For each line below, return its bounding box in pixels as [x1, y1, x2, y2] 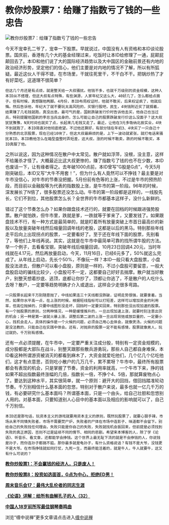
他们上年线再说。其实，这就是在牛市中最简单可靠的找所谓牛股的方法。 [18, 238, 164, 244]
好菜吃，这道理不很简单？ [9, 77, 63, 83]
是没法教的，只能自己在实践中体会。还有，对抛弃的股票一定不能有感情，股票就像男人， [5, 325, 159, 330]
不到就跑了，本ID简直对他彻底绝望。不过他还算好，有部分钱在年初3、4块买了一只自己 [5, 126, 157, 131]
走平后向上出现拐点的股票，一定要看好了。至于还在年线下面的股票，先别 [5, 231, 155, 237]
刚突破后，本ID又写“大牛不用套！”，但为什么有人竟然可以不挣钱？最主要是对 [5, 170, 163, 176]
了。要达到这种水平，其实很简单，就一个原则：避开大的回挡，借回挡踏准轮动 [5, 377, 164, 383]
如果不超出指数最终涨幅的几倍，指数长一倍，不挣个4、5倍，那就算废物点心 [5, 371, 161, 377]
